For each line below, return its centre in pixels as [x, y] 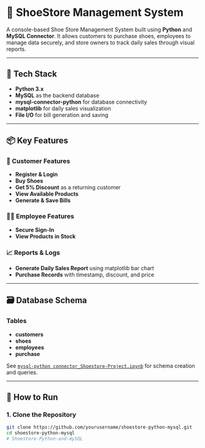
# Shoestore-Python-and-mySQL [45, 439]
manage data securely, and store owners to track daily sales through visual [101, 42]
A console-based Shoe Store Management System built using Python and [99, 29]
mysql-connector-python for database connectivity [81, 102]
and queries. [22, 372]
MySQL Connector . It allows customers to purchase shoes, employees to [99, 36]
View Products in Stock [45, 236]
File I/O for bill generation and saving [62, 115]
